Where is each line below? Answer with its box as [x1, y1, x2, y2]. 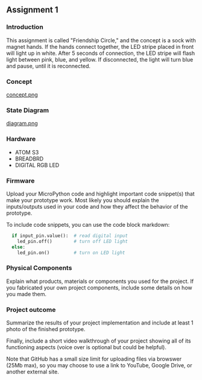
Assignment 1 [6, 5, 58, 15]
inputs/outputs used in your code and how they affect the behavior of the [6, 203, 188, 210]
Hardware [6, 135, 36, 144]
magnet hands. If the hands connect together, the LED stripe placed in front [6, 43, 194, 50]
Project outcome [6, 305, 56, 314]
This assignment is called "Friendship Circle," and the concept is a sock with [6, 36, 196, 44]
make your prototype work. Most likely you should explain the [6, 196, 159, 204]
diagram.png [6, 120, 38, 127]
